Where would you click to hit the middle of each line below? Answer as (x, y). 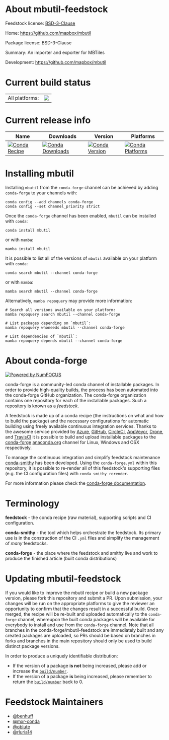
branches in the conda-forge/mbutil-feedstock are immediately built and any (84, 630)
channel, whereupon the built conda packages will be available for (86, 619)
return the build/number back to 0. (48, 682)
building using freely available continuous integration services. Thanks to (81, 426)
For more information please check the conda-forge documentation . (76, 483)
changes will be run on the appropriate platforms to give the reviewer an (80, 603)
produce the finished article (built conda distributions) (61, 558)
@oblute (21, 726)
